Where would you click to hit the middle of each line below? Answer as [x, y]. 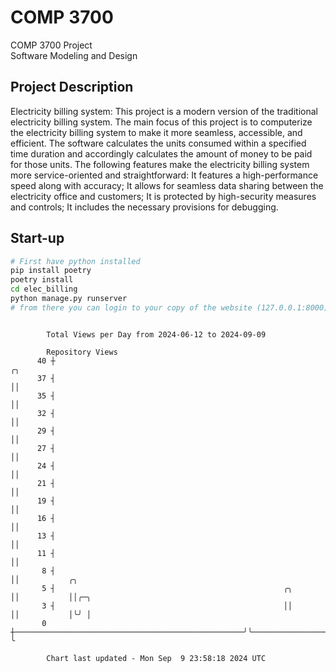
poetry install [42, 280]
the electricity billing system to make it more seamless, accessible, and [156, 132]
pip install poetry [51, 271]
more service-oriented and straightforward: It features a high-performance [164, 175]
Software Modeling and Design [74, 55]
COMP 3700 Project [51, 45]
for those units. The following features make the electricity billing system [160, 164]
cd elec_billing [44, 289]
